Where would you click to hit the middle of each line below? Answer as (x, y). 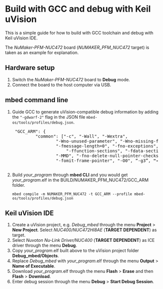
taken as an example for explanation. (42, 53)
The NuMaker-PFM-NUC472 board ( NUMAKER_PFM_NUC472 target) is (77, 47)
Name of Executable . (34, 266)
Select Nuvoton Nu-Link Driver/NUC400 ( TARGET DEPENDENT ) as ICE (83, 240)
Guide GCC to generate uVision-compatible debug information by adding (85, 112)
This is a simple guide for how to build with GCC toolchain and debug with (79, 33)
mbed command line (37, 100)
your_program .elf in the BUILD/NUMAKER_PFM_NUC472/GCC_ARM (80, 180)
